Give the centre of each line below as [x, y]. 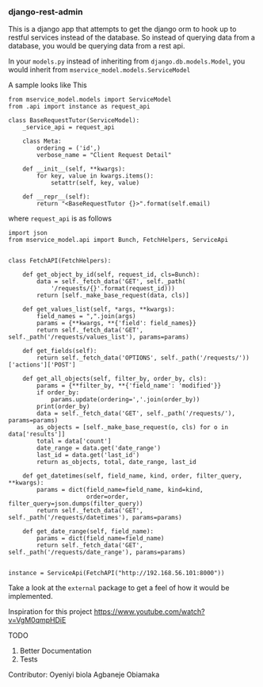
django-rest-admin [46, 12]
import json [28, 233]
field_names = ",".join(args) [86, 317]
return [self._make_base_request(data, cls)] [113, 296]
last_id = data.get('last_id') [88, 455]
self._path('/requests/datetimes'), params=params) [95, 518]
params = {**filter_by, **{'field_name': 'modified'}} [129, 386]
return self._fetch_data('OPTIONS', [97, 358]
